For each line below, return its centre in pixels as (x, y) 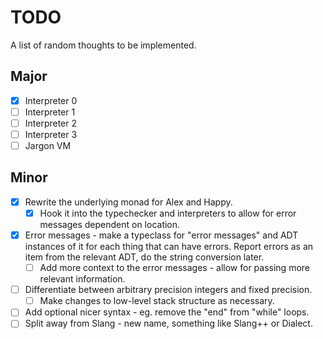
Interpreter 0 (51, 100)
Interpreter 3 (51, 134)
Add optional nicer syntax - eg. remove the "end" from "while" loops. (167, 312)
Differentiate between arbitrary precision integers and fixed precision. (168, 290)
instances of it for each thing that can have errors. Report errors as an (169, 247)
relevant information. (82, 279)
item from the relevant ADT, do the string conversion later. (144, 257)
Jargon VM (48, 145)
